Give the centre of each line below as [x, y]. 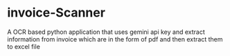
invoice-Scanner [56, 13]
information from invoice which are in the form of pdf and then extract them [115, 39]
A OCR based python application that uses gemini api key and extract [106, 32]
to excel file [24, 46]
